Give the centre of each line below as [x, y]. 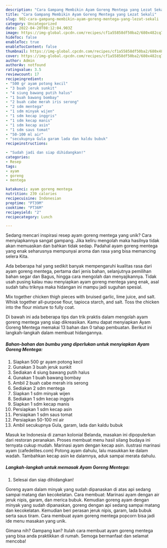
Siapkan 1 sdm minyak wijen [41, 394]
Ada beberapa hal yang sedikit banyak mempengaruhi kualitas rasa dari [79, 266]
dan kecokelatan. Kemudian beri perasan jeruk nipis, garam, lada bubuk [79, 511]
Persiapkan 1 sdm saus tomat [43, 414]
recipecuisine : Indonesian [33, 199]
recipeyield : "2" [24, 212]
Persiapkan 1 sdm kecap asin [42, 410]
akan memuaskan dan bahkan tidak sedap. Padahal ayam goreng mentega [82, 246]
